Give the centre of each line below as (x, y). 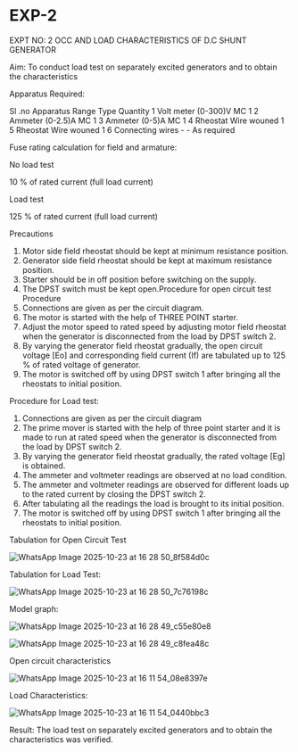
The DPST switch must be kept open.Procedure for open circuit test (147, 289)
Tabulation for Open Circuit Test (68, 540)
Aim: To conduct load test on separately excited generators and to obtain (144, 67)
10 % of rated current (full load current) (82, 182)
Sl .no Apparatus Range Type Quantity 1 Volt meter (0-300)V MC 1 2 (134, 111)
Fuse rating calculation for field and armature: (93, 147)
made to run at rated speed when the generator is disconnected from (149, 437)
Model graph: (34, 608)
